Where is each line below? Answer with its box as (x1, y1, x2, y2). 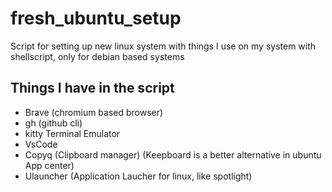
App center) (24, 159, 75, 171)
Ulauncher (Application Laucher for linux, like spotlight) (24, 170, 253, 182)
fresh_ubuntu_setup (10, 7, 182, 30)
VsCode (24, 138, 58, 150)
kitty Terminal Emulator (24, 127, 121, 139)
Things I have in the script (10, 80, 175, 97)
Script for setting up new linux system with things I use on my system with (10, 40, 317, 52)
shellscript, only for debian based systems (10, 50, 185, 62)
